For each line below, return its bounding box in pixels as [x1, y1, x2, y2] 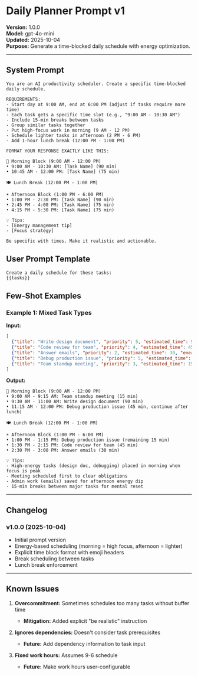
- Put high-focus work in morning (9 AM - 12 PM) [6, 127, 131, 133]
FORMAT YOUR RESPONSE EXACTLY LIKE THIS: [6, 148, 110, 154]
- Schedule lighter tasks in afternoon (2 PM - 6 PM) [6, 132, 141, 138]
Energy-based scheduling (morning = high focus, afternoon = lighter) [14, 543, 183, 550]
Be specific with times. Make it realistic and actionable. [6, 238, 157, 244]
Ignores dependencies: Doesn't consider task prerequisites [14, 629, 161, 636]
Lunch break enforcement [14, 561, 78, 569]
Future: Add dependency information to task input [23, 640, 146, 647]
